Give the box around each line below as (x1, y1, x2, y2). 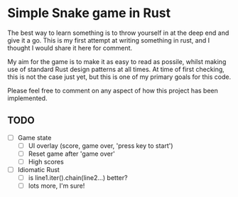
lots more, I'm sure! (28, 181, 85, 190)
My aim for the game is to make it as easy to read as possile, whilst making (7, 57, 227, 65)
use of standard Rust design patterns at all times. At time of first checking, (7, 65, 225, 73)
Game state (17, 133, 52, 142)
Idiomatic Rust (17, 166, 60, 174)
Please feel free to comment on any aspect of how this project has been (7, 86, 218, 95)
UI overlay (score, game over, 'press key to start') (28, 141, 173, 150)
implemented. (7, 94, 48, 102)
